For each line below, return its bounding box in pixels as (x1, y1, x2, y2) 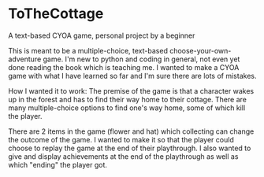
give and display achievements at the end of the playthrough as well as (8, 151, 239, 161)
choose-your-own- (169, 46, 232, 55)
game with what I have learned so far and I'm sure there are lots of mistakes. (8, 71, 257, 80)
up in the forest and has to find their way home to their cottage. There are (8, 94, 247, 104)
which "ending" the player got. (8, 160, 108, 169)
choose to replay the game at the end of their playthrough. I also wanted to (8, 143, 251, 153)
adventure (8, 54, 42, 64)
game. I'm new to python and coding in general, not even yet (43, 54, 240, 64)
